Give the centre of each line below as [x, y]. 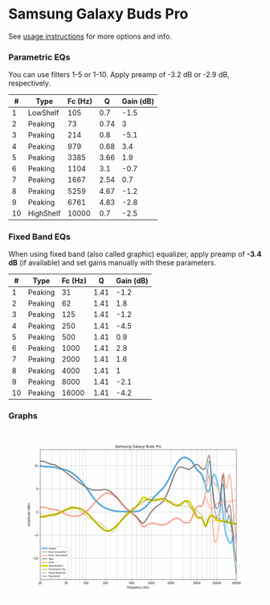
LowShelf [43, 113]
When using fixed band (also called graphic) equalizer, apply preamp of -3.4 [135, 254]
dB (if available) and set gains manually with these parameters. [112, 263]
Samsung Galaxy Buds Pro [98, 14]
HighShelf [44, 213]
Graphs [23, 416]
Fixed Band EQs [39, 237]
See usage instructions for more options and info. [90, 36]
